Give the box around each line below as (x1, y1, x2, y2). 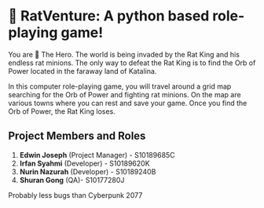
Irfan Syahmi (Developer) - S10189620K (19, 159, 151, 168)
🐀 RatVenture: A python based (8, 7, 210, 25)
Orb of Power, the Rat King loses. (8, 106, 115, 116)
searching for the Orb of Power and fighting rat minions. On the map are (8, 89, 241, 99)
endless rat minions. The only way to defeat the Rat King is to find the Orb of (8, 58, 256, 68)
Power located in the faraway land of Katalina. (8, 66, 157, 75)
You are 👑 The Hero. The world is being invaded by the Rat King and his (8, 49, 240, 59)
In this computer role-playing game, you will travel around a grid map (8, 82, 232, 91)
